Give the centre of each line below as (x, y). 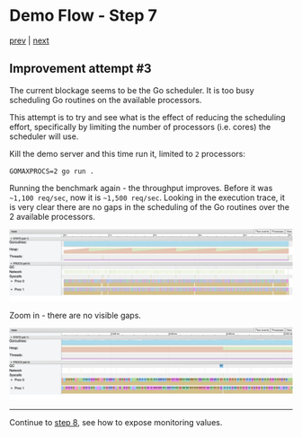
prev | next (29, 40)
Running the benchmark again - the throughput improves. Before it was (141, 188)
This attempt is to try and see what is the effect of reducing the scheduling (147, 117)
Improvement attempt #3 (80, 69)
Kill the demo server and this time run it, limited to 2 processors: (127, 153)
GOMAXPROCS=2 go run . (52, 171)
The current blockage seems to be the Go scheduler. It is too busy (132, 90)
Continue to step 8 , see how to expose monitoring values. (116, 422)
